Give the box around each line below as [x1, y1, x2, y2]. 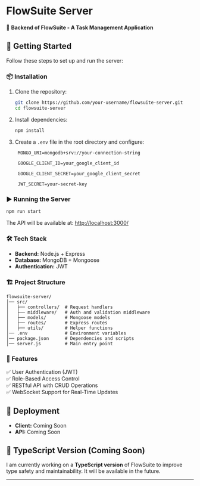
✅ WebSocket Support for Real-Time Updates [6, 388, 118, 395]
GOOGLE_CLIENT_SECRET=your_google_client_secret [17, 171, 141, 177]
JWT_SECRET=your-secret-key [17, 181, 87, 187]
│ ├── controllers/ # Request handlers [6, 304, 113, 311]
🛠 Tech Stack [6, 234, 47, 243]
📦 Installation [6, 72, 48, 81]
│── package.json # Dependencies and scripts [6, 336, 135, 342]
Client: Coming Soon [14, 422, 67, 429]
